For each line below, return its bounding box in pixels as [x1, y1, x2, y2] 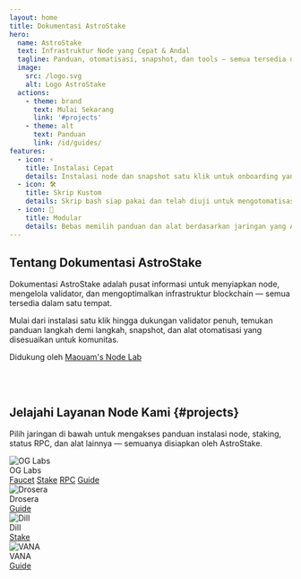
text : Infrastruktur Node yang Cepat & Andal [17, 47, 191, 56]
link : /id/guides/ [32, 138, 102, 147]
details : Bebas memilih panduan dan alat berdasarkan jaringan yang [25, 222, 287, 231]
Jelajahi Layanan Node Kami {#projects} [9, 405, 239, 420]
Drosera [9, 494, 39, 504]
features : [9, 146, 47, 155]
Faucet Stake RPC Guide [9, 475, 100, 486]
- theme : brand [25, 96, 82, 106]
